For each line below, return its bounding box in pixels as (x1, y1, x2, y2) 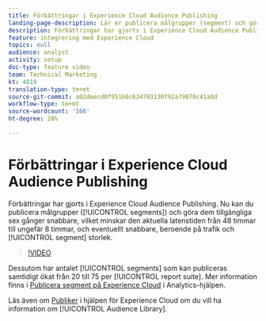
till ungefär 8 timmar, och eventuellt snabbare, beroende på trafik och (8, 224, 235, 234)
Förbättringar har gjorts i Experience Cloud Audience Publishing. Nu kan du (8, 199, 254, 208)
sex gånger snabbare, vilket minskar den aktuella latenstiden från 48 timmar (8, 216, 256, 225)
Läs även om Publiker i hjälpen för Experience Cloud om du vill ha (8, 295, 222, 305)
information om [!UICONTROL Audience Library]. (8, 304, 168, 313)
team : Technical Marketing (8, 71, 97, 78)
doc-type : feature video (8, 63, 90, 71)
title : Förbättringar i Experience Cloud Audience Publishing (8, 11, 218, 20)
